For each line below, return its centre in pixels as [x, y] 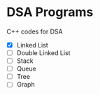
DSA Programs [50, 12]
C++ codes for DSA [35, 31]
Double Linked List [43, 53]
